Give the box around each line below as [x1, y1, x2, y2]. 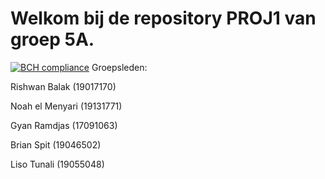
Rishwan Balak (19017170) [10, 80, 117, 92]
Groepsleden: [91, 61, 148, 73]
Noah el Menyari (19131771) [10, 100, 123, 112]
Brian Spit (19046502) [10, 138, 102, 151]
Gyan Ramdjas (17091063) [10, 119, 118, 131]
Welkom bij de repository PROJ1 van [10, 7, 317, 30]
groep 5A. [10, 28, 95, 51]
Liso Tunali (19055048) [10, 158, 105, 170]
